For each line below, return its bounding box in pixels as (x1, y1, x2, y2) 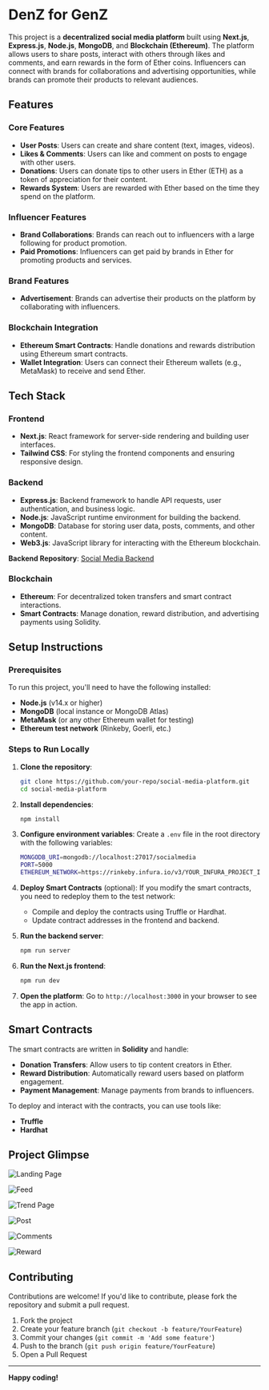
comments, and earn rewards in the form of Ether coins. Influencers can (8, 58, 247, 67)
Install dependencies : (19, 800, 94, 809)
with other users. (19, 157, 76, 167)
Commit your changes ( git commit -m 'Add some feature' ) (19, 1333, 215, 1343)
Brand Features (8, 275, 70, 286)
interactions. (19, 600, 62, 610)
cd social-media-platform (19, 784, 106, 793)
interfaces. (19, 440, 56, 450)
